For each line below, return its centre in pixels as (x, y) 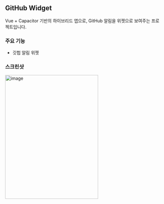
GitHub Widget (28, 8)
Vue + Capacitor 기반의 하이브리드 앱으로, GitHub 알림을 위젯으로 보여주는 (78, 21)
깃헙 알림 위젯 (26, 53)
